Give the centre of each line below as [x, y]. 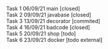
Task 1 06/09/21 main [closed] [43, 9]
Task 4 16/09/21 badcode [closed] [48, 27]
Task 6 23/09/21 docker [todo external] [54, 40]
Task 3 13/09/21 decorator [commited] [53, 21]
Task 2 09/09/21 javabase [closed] [49, 15]
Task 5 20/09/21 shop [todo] [41, 34]
